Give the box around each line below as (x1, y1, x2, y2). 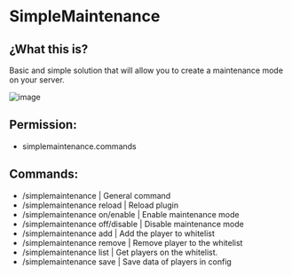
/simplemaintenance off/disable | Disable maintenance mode (21, 218, 244, 229)
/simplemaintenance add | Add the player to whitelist (21, 228, 215, 239)
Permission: (9, 117, 77, 132)
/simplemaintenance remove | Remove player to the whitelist (21, 237, 243, 248)
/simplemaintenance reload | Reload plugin (21, 200, 179, 210)
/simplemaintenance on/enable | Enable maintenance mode (21, 209, 240, 219)
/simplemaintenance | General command (21, 190, 171, 201)
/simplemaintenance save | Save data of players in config (21, 256, 233, 267)
